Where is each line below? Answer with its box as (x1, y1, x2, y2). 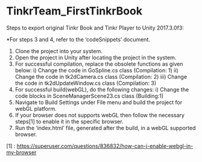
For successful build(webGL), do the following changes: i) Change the (14, 86, 189, 93)
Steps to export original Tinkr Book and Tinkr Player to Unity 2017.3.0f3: (6, 24, 184, 31)
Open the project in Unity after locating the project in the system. (14, 54, 177, 61)
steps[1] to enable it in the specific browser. (14, 117, 124, 125)
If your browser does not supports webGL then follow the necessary (14, 111, 185, 119)
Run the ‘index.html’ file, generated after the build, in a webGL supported (14, 124, 196, 131)
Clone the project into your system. (14, 47, 103, 55)
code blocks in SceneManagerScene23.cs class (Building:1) (14, 92, 164, 99)
